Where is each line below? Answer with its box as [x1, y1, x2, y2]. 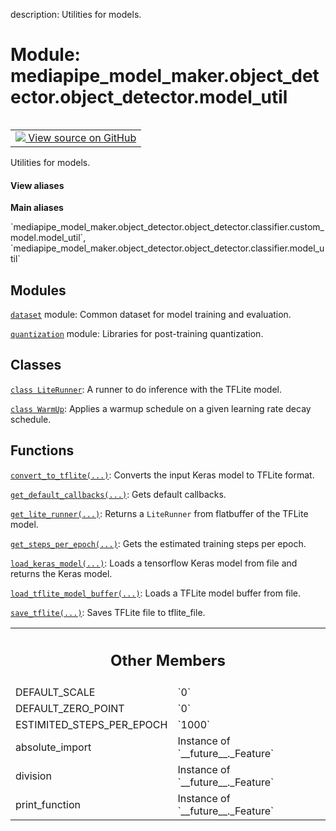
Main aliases [10, 202, 64, 214]
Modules [10, 282, 67, 299]
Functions [10, 442, 75, 459]
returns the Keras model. [10, 567, 113, 579]
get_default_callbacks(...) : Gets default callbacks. [10, 488, 227, 500]
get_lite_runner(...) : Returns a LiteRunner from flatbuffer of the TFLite [10, 507, 309, 519]
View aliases [10, 179, 65, 191]
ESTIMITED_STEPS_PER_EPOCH [15, 718, 168, 732]
